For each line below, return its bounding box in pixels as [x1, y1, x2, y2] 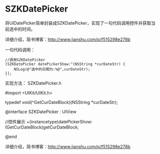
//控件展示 [5, 119, 26, 124]
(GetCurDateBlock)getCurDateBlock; [5, 124, 79, 130]
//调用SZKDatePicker [5, 57, 45, 62]
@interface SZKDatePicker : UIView [5, 108, 77, 115]
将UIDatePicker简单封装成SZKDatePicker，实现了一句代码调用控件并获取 [5, 20, 151, 26]
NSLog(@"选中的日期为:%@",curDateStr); [14, 67, 90, 71]
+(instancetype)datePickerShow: [26, 119, 93, 124]
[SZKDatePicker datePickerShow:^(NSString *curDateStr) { [5, 62, 125, 67]
